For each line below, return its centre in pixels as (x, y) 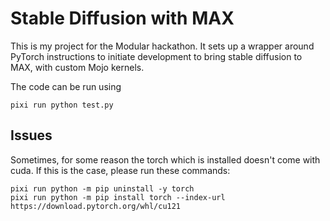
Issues (31, 135)
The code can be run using (66, 86)
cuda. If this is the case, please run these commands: (120, 170)
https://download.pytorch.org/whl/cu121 (96, 206)
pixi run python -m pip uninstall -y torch (102, 188)
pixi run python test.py (62, 105)
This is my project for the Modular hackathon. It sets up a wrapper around (162, 46)
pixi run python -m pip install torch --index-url (118, 197)
